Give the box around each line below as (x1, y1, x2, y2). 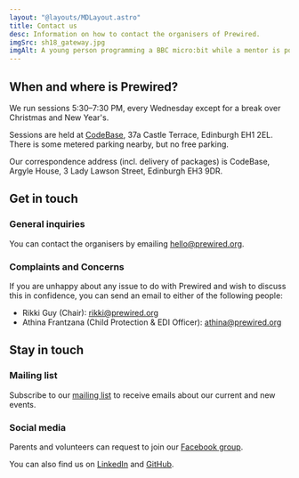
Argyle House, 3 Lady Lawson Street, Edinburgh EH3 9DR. (9, 166, 223, 176)
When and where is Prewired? (9, 79, 179, 94)
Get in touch (9, 191, 78, 207)
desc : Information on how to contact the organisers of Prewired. (9, 29, 261, 38)
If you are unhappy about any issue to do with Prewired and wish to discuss (9, 280, 287, 291)
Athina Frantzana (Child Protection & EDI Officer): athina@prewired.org (21, 317, 282, 328)
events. (9, 399, 36, 409)
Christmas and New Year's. (9, 112, 109, 123)
